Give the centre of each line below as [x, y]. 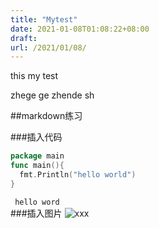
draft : [24, 38]
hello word [37, 202]
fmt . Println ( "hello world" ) [78, 175]
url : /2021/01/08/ [48, 47]
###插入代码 [36, 137]
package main [37, 156]
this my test [34, 76]
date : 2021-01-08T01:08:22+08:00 [80, 29]
